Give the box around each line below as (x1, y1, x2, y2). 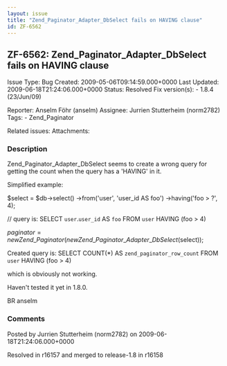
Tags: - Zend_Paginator (7, 114, 74, 122)
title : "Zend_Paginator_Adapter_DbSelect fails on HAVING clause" (7, 17, 203, 24)
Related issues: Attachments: (7, 127, 90, 135)
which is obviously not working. (7, 270, 98, 278)
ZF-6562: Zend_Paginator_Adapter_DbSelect (7, 49, 207, 60)
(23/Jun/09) (7, 93, 42, 101)
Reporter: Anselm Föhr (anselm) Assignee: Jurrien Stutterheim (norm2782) (7, 106, 220, 114)
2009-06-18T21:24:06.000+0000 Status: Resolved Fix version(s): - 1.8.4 (7, 85, 214, 94)
